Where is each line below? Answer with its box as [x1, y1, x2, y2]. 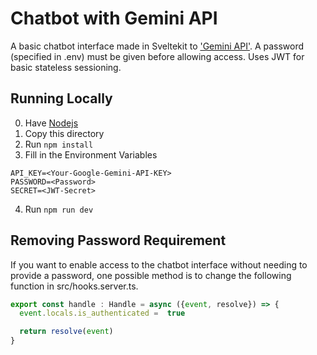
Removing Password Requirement [10, 232, 227, 249]
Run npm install [24, 138, 94, 150]
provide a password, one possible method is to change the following [10, 269, 292, 281]
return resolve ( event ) [19, 327, 114, 337]
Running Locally [10, 90, 113, 107]
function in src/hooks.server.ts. [10, 280, 139, 292]
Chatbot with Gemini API [10, 7, 218, 30]
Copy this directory [24, 127, 105, 139]
